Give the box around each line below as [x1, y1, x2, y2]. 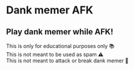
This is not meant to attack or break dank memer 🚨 [6, 57, 129, 64]
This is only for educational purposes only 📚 [6, 43, 115, 50]
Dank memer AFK [6, 3, 93, 17]
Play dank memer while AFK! [6, 27, 113, 37]
